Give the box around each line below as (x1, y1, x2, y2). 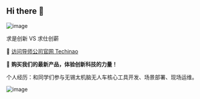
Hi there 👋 (6, 6, 44, 16)
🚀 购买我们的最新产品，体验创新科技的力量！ (6, 60, 118, 67)
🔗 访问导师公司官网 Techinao (6, 47, 79, 55)
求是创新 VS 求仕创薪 (6, 35, 59, 42)
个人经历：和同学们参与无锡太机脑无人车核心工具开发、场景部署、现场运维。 (6, 73, 198, 81)
